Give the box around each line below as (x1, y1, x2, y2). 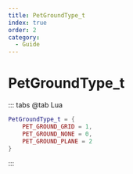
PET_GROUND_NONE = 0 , (22, 130, 92, 138)
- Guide (15, 41, 41, 49)
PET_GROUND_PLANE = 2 (22, 137, 92, 145)
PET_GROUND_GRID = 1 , (22, 122, 92, 130)
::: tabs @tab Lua (8, 100, 63, 110)
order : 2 (8, 26, 37, 34)
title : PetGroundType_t (8, 11, 86, 20)
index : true (8, 19, 47, 27)
